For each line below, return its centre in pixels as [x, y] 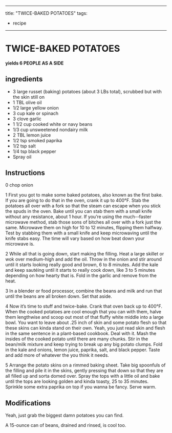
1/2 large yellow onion [36, 107]
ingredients [24, 79]
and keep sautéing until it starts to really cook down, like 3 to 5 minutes [80, 270]
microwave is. [20, 244]
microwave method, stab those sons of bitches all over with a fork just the [83, 222]
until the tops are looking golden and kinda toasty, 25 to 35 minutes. [77, 381]
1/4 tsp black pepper [34, 151]
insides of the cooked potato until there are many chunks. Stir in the [77, 339]
